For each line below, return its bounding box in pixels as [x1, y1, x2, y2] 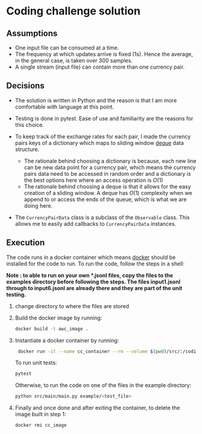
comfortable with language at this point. [14, 103, 115, 110]
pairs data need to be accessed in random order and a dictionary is [24, 170, 191, 177]
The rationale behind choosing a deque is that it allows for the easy [24, 182, 191, 190]
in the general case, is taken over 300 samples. [14, 57, 133, 64]
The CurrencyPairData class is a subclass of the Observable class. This [14, 214, 190, 221]
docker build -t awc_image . [14, 326, 89, 332]
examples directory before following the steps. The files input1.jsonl [6, 278, 181, 285]
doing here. [24, 202, 53, 209]
